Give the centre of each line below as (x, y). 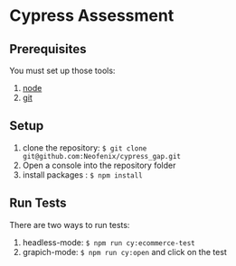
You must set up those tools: (62, 70)
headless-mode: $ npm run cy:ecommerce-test (109, 242)
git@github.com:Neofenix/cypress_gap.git (101, 156)
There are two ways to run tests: (70, 225)
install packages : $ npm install (82, 174)
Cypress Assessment (92, 16)
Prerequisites (48, 49)
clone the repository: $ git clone (85, 147)
